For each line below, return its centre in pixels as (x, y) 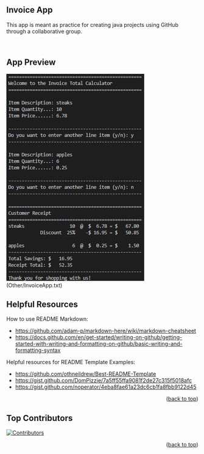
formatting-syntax (38, 350)
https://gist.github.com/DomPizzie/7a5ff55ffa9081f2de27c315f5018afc (104, 381)
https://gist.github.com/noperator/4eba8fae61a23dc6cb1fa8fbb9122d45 (106, 387)
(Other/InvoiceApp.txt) (34, 285)
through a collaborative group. (44, 31)
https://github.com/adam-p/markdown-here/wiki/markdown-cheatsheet (106, 331)
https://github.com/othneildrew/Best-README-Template (86, 374)
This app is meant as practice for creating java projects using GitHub (92, 24)
